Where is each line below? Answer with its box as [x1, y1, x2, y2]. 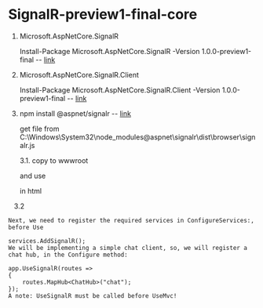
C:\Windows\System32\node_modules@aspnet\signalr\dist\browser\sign [19, 132, 256, 142]
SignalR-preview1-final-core [8, 5, 198, 24]
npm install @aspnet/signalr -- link [19, 108, 132, 118]
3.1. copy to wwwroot [19, 155, 89, 165]
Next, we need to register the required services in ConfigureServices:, [8, 216, 255, 224]
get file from [19, 124, 60, 133]
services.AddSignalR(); [8, 237, 86, 245]
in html [19, 186, 42, 195]
